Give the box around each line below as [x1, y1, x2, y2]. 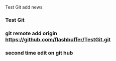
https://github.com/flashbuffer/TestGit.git [5, 36, 111, 43]
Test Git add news [5, 4, 43, 10]
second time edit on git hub [5, 49, 73, 56]
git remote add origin [5, 30, 58, 37]
